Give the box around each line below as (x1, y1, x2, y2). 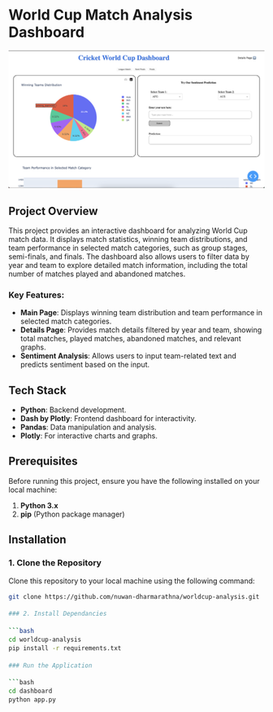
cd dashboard (8, 687, 53, 696)
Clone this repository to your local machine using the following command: (8, 576, 255, 586)
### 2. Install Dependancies (8, 609, 107, 618)
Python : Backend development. (19, 405, 127, 415)
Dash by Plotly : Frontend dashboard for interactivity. (19, 414, 197, 424)
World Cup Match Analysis (8, 6, 193, 24)
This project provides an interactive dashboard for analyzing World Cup (8, 226, 248, 235)
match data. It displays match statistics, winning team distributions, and (8, 234, 248, 244)
